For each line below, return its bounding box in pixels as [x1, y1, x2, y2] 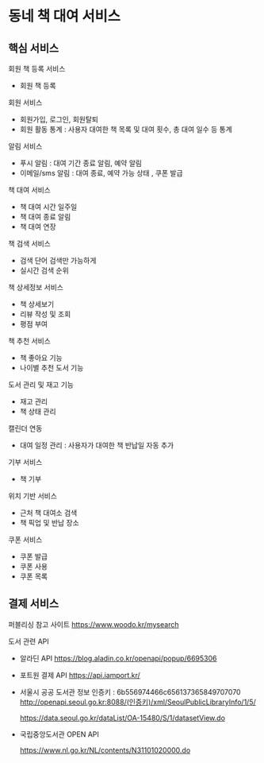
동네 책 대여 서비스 [8, 7, 121, 25]
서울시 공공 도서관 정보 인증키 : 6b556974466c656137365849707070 [19, 687, 241, 696]
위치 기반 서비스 [8, 491, 58, 501]
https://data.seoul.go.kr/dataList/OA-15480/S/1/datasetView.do [19, 713, 226, 722]
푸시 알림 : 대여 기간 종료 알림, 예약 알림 [19, 158, 143, 168]
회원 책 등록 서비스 [8, 64, 66, 73]
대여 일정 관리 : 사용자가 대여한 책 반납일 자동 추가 [19, 440, 174, 450]
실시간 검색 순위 [19, 265, 69, 275]
